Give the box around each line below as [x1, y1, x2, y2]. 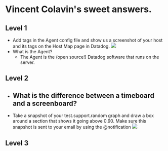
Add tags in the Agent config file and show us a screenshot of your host [12, 37, 163, 43]
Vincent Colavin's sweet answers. [5, 4, 152, 15]
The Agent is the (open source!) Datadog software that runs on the [20, 54, 159, 60]
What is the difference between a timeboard [12, 91, 155, 100]
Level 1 [5, 24, 27, 32]
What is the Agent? [12, 49, 53, 54]
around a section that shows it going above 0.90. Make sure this [12, 118, 147, 124]
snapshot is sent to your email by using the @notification [12, 124, 132, 130]
